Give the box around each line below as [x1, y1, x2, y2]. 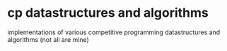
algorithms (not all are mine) [7, 35, 90, 43]
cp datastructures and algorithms [7, 5, 209, 21]
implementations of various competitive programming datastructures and [7, 28, 221, 36]
